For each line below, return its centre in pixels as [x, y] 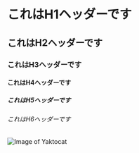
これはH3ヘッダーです [45, 64]
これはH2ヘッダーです [55, 43]
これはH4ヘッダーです [39, 82]
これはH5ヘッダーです [39, 100]
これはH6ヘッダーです [39, 119]
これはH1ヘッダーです [69, 14]
